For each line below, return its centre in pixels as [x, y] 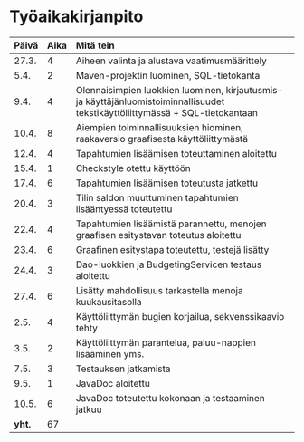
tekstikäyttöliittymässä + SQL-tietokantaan [167, 112]
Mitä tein [95, 45]
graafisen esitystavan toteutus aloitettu [158, 235]
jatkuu [89, 409]
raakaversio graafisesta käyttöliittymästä [162, 139]
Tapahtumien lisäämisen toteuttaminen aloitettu [176, 153]
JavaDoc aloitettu [113, 383]
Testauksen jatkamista [123, 369]
